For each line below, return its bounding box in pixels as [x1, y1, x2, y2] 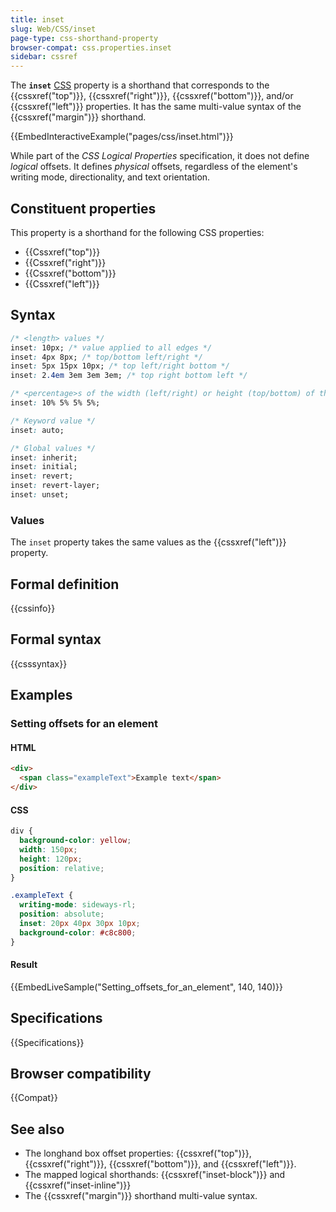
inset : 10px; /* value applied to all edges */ [10, 342, 213, 353]
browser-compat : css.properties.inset [10, 42, 172, 53]
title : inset [10, 14, 65, 25]
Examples [10, 687, 73, 704]
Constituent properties [10, 200, 157, 217]
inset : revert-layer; [10, 481, 101, 491]
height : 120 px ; [19, 854, 83, 864]
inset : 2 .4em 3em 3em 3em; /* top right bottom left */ [10, 371, 248, 381]
